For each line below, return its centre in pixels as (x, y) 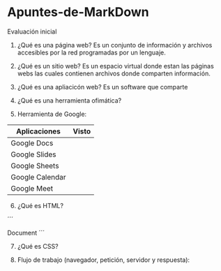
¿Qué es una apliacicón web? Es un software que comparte (102, 87)
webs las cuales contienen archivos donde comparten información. (114, 73)
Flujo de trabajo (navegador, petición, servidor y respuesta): (104, 260)
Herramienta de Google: (52, 114)
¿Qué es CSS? (38, 246)
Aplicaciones (39, 131)
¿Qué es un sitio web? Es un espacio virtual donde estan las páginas (115, 66)
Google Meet (32, 188)
